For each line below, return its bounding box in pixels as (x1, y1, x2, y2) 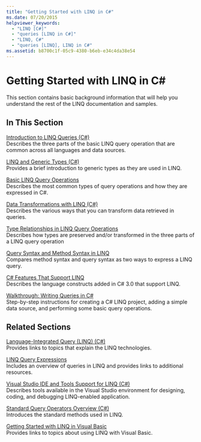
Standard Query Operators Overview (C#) (6, 405, 110, 412)
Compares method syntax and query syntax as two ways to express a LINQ (6, 256, 193, 263)
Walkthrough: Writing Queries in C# (6, 292, 94, 299)
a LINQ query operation (6, 238, 64, 245)
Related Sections (6, 322, 71, 332)
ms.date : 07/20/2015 (6, 14, 58, 20)
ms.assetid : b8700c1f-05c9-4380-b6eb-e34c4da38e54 (6, 48, 136, 54)
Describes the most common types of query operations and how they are (6, 182, 188, 189)
